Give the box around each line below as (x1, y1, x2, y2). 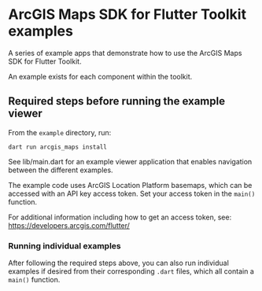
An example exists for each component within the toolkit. (8, 72, 193, 81)
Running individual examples (8, 240, 121, 251)
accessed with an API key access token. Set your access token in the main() (8, 189, 256, 198)
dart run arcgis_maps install (8, 143, 108, 151)
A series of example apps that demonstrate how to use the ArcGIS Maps (8, 48, 242, 57)
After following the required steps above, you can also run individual (8, 258, 230, 268)
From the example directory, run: (8, 127, 112, 137)
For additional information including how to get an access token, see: (8, 212, 232, 222)
